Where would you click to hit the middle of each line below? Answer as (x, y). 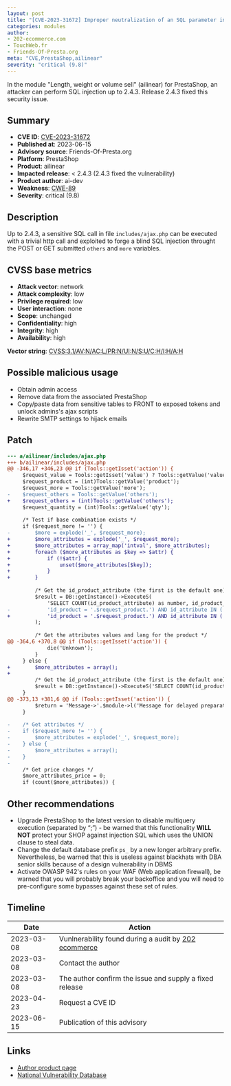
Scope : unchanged (44, 316)
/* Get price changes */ (58, 769)
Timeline (26, 908)
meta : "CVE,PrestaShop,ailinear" (55, 58)
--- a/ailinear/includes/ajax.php (57, 456)
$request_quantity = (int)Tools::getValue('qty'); (96, 507)
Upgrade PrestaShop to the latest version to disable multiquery (106, 820)
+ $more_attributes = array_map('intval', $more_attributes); (109, 545)
